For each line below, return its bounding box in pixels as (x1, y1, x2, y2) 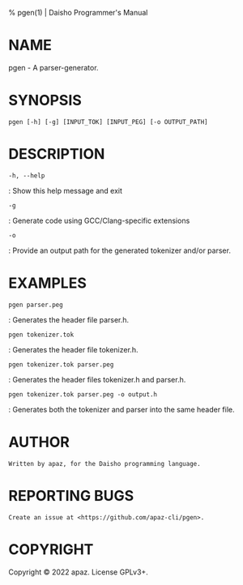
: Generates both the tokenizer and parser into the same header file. (8, 404, 235, 414)
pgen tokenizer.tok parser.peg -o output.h (8, 390, 158, 399)
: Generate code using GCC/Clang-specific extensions (8, 216, 190, 225)
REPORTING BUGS (8, 486, 134, 505)
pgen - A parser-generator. (8, 62, 99, 72)
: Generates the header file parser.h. (8, 314, 130, 324)
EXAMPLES (8, 274, 87, 292)
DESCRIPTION (8, 145, 105, 164)
